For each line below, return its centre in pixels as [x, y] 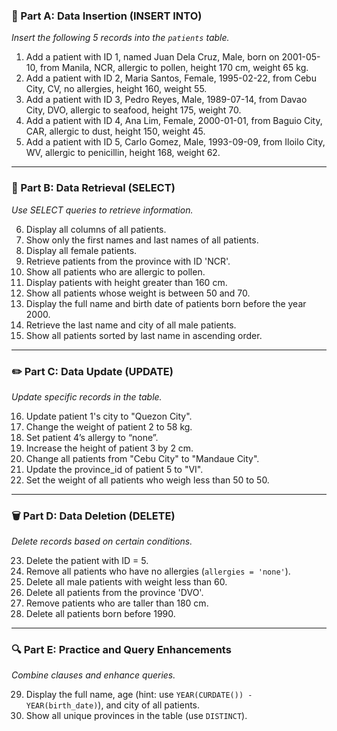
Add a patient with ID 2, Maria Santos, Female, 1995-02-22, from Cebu [171, 78]
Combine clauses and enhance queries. [93, 675]
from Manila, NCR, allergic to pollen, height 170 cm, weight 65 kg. [174, 68]
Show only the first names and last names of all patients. [142, 240]
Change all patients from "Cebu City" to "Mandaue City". [142, 458]
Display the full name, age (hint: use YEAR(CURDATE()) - [139, 695]
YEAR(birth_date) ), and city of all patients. [113, 705]
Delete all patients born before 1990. [100, 614]
